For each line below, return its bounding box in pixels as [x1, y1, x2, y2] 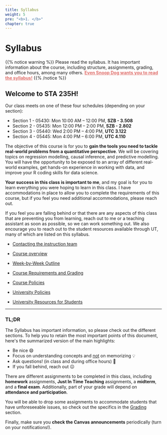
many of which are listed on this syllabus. [5, 231, 90, 237]
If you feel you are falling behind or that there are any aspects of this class [5, 210, 158, 216]
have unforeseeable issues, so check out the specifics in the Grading [5, 404, 147, 410]
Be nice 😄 [12, 347, 34, 354]
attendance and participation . [5, 389, 68, 395]
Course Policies [12, 280, 45, 286]
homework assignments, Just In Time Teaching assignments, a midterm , [5, 379, 157, 385]
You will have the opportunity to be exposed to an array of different [5, 159, 143, 165]
